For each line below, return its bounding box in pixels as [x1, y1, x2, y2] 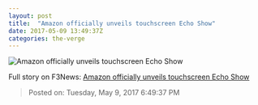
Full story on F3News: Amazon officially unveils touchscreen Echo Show [8, 72, 250, 82]
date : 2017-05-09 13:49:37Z [8, 27, 104, 35]
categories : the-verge [8, 34, 85, 43]
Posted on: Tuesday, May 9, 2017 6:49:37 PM [28, 88, 180, 98]
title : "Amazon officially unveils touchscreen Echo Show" [8, 19, 217, 27]
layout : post [8, 11, 53, 20]
